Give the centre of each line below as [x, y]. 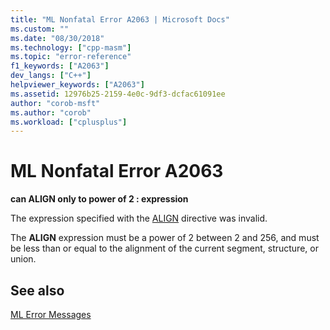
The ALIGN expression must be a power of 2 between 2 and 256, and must [165, 238]
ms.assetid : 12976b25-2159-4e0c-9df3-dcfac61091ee [118, 94]
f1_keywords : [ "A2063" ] [60, 66]
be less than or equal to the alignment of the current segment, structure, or [164, 248]
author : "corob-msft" [55, 103]
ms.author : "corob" [51, 112]
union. [23, 259]
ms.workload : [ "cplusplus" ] [69, 122]
